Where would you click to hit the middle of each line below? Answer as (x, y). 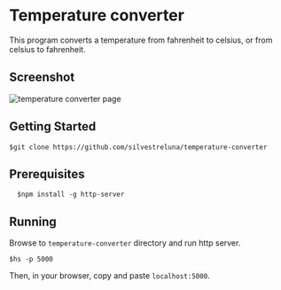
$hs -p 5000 (31, 259)
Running (33, 221)
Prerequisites (47, 174)
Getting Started (53, 126)
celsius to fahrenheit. (47, 49)
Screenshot (42, 78)
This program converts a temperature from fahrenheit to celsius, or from (141, 40)
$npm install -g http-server (71, 195)
